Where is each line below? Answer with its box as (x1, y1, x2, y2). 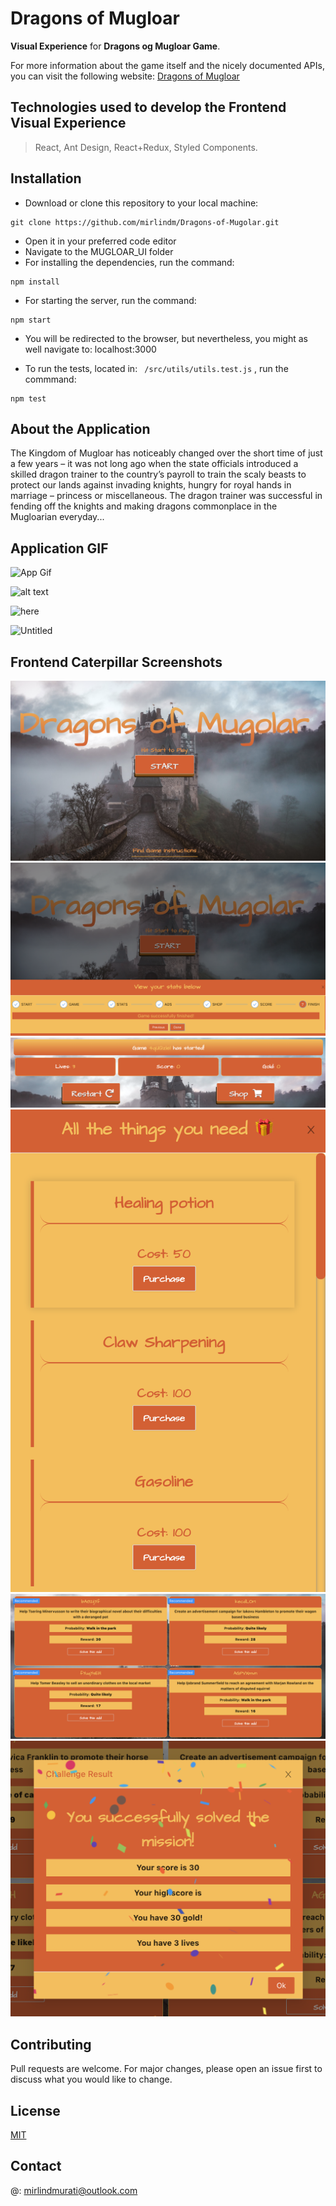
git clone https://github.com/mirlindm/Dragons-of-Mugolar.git (10, 217, 280, 227)
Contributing (10, 2036, 92, 2053)
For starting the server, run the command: (24, 294, 197, 306)
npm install (10, 277, 60, 287)
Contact (10, 2158, 62, 2175)
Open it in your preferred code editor (24, 235, 177, 247)
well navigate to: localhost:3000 (24, 343, 157, 355)
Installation (10, 170, 82, 187)
